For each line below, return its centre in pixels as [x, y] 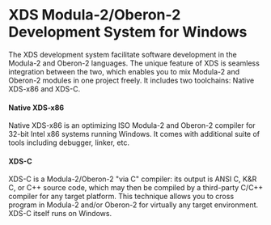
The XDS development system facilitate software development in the [123, 54]
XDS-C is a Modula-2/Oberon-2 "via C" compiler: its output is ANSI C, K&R [133, 179]
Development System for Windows [128, 32]
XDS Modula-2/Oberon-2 [95, 15]
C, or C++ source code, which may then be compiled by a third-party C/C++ [136, 188]
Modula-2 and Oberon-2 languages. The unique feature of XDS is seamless [134, 63]
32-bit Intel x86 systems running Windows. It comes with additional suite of [134, 134]
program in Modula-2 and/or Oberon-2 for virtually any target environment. [133, 205]
